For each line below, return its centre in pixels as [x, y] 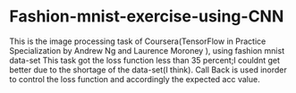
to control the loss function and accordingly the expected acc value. [135, 79]
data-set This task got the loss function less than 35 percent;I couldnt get [144, 60]
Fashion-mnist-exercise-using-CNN [147, 17]
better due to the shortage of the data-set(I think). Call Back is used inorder [148, 70]
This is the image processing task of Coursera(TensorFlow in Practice [138, 41]
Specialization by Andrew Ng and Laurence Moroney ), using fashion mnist [147, 50]
